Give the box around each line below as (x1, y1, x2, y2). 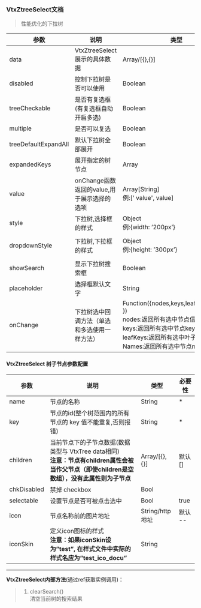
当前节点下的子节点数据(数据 (50, 438, 130, 447)
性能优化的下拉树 (20, 20, 63, 28)
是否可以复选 (74, 125, 111, 133)
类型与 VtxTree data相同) (50, 447, 120, 456)
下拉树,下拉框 (74, 237, 112, 245)
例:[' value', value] (122, 194, 174, 202)
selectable (9, 496, 39, 505)
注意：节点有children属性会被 (50, 456, 134, 465)
